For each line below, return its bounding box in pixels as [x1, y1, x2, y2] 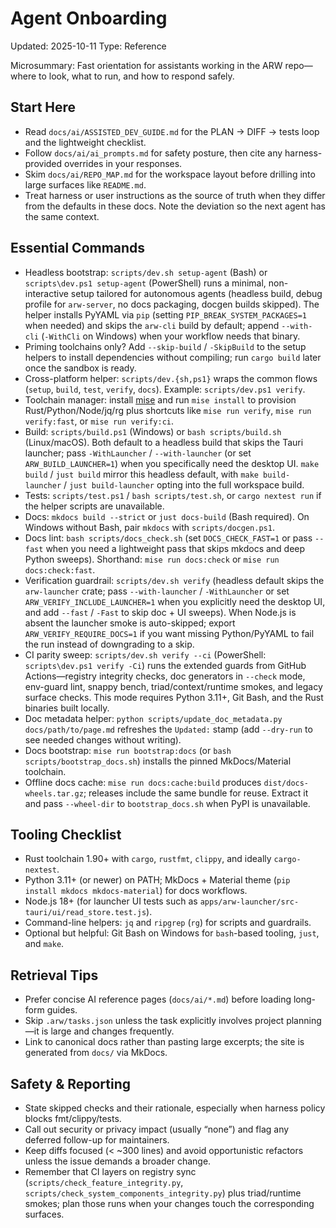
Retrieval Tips [10, 967, 99, 984]
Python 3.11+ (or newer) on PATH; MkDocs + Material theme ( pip [24, 874, 291, 886]
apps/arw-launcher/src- [199, 897, 300, 907]
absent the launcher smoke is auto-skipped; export [24, 617, 236, 629]
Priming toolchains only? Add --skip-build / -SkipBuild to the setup [24, 340, 307, 352]
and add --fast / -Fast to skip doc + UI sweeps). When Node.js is [24, 606, 297, 618]
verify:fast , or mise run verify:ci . [24, 415, 175, 427]
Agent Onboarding [10, 7, 168, 30]
